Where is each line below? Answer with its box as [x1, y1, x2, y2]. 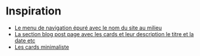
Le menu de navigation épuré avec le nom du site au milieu [14, 24, 162, 31]
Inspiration [5, 4, 61, 18]
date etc [14, 37, 36, 44]
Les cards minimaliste [14, 43, 69, 51]
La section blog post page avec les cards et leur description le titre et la [14, 30, 194, 37]
